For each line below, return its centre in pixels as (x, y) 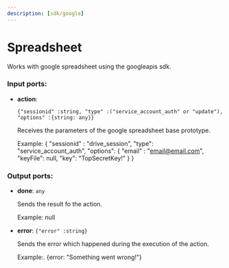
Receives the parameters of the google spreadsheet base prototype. (114, 130)
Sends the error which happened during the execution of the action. (113, 244)
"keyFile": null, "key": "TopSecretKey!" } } (75, 158)
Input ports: (27, 84)
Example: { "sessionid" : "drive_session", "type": (85, 143)
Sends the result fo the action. (60, 204)
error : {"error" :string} (52, 231)
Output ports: (30, 175)
